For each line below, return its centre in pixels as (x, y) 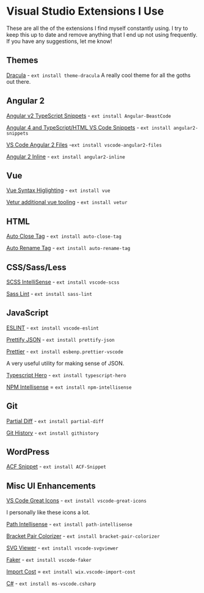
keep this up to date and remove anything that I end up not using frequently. (102, 34)
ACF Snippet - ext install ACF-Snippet (56, 466)
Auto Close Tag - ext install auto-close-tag (64, 236)
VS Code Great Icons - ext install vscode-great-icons (76, 501)
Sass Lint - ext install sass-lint (49, 294)
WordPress (28, 452)
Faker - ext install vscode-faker (49, 560)
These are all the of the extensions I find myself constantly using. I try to (97, 28)
